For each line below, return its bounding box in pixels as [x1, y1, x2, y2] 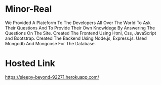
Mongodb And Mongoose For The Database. [5, 40, 96, 46]
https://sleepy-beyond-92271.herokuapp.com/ [5, 74, 100, 80]
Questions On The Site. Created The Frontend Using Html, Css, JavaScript [5, 30, 157, 36]
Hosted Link [5, 58, 55, 69]
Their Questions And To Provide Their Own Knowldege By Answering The [5, 25, 155, 30]
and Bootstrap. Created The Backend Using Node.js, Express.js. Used [5, 35, 147, 41]
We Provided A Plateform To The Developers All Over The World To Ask [5, 20, 151, 26]
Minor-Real [5, 3, 52, 15]
